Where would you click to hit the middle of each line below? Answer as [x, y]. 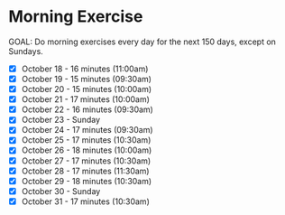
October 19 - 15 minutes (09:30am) [87, 79]
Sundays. [26, 51]
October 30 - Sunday [61, 191]
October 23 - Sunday [61, 120]
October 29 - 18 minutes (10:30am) [87, 181]
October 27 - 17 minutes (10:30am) [86, 161]
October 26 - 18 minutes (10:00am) [87, 150]
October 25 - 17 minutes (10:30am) [86, 140]
